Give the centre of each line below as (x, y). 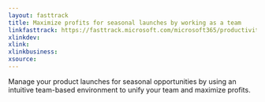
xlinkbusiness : (33, 52)
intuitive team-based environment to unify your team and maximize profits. (129, 89)
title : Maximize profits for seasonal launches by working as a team (125, 23)
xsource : (22, 60)
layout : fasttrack (38, 15)
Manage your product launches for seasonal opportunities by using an (122, 81)
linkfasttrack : (33, 30)
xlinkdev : (24, 37)
